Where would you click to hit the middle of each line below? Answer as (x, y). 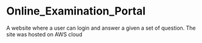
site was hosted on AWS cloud (44, 34)
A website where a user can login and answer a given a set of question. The (101, 28)
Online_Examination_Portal (76, 11)
